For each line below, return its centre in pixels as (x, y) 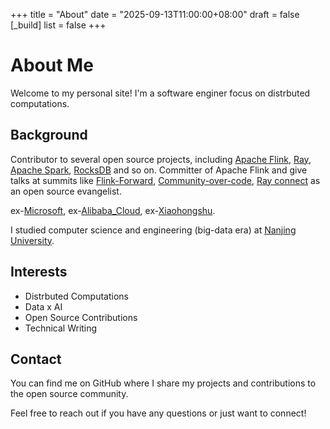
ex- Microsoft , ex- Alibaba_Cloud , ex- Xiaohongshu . (113, 210)
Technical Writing (61, 328)
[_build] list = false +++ (58, 25)
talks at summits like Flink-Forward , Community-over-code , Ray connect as (165, 180)
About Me (52, 65)
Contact (36, 359)
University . (32, 240)
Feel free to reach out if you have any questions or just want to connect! (158, 413)
